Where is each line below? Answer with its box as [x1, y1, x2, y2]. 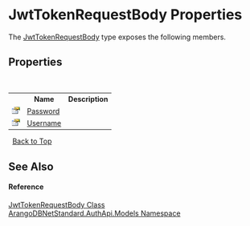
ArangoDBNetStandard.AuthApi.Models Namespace [8, 208, 181, 218]
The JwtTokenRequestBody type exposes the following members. [8, 32, 227, 42]
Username [27, 118, 62, 127]
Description [68, 95, 109, 104]
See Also [8, 159, 54, 173]
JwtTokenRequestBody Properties [8, 6, 243, 24]
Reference [8, 182, 44, 192]
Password [27, 106, 60, 115]
